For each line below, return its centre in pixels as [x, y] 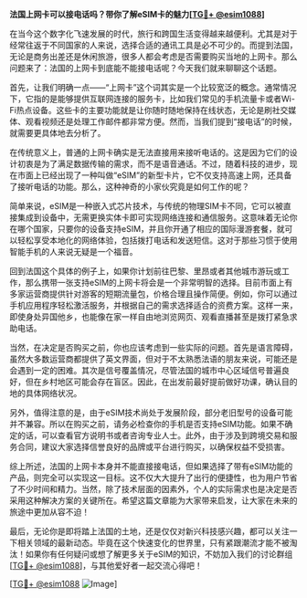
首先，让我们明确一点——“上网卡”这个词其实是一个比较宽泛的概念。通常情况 [153, 87]
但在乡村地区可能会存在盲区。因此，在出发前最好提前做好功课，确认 [153, 382]
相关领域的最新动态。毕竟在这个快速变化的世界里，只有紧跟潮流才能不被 [153, 543]
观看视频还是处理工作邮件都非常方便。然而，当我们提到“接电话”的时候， [161, 121]
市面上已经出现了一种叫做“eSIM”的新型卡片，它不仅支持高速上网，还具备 [154, 175]
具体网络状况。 [53, 393]
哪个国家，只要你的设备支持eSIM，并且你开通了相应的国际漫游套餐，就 [151, 229]
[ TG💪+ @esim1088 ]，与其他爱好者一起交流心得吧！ [106, 566]
